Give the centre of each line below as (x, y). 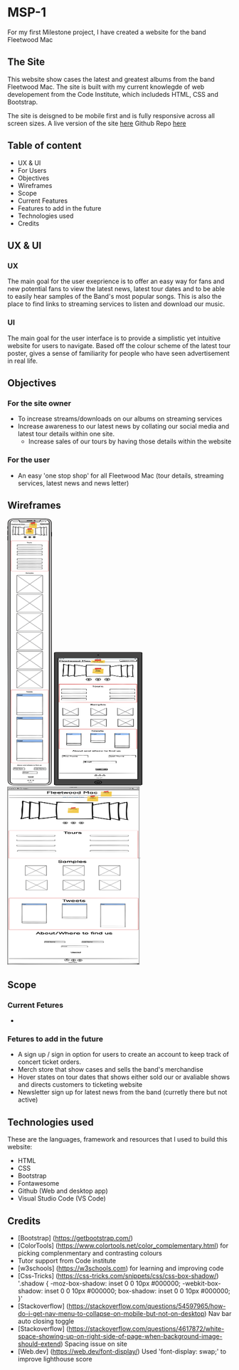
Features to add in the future (59, 208)
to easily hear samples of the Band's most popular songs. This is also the (115, 297)
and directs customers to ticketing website (80, 1085)
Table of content (44, 146)
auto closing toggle (46, 1321)
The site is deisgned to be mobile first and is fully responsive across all (111, 115)
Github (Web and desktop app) (63, 1191)
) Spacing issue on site (94, 1344)
